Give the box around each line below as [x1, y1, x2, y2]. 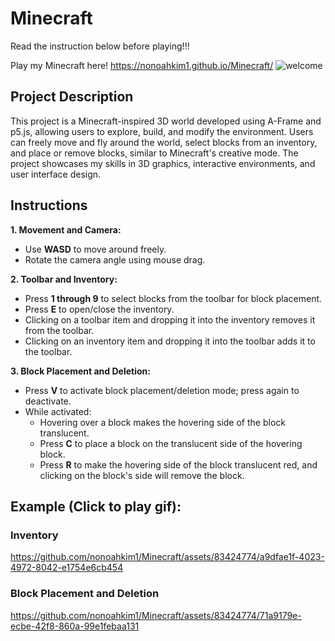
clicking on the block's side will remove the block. [39, 469, 245, 481]
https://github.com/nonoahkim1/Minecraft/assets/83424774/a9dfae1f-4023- [10, 551, 325, 563]
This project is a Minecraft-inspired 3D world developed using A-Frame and [10, 115, 322, 127]
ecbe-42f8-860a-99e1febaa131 [10, 620, 140, 632]
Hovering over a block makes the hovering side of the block [39, 416, 286, 428]
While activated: [24, 405, 92, 417]
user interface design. [10, 168, 102, 180]
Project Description [10, 88, 134, 106]
